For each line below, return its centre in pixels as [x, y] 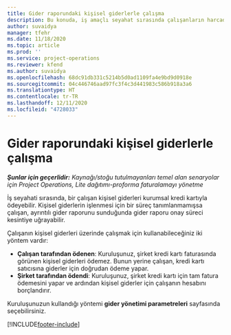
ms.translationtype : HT [41, 90]
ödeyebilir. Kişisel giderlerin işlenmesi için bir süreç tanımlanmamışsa [105, 205]
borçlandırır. [34, 290]
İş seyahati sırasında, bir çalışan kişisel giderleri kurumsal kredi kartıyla [107, 197]
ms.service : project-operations [53, 58]
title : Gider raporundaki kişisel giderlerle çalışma [86, 13]
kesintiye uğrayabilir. [36, 219]
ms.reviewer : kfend [35, 65]
